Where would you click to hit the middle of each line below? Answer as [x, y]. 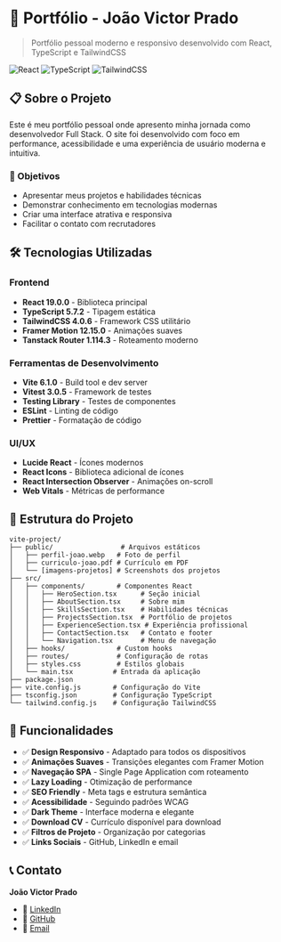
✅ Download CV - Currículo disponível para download [121, 822]
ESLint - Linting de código [70, 411]
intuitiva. [25, 153]
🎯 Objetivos [35, 175]
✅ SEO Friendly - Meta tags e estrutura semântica [114, 792]
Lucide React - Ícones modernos [83, 463]
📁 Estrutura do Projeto [71, 519]
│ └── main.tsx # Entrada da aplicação [105, 672]
